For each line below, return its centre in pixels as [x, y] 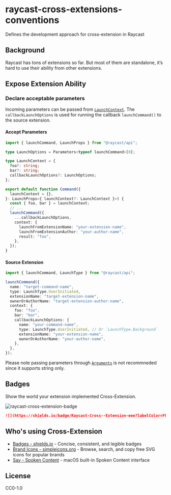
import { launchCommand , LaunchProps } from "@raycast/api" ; [72, 143]
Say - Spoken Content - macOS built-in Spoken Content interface [81, 460]
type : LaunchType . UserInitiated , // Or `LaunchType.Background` [88, 329]
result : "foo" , [35, 237]
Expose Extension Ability [46, 84]
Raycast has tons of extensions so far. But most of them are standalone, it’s [84, 63]
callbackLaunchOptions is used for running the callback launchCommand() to [83, 115]
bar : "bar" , [27, 315]
